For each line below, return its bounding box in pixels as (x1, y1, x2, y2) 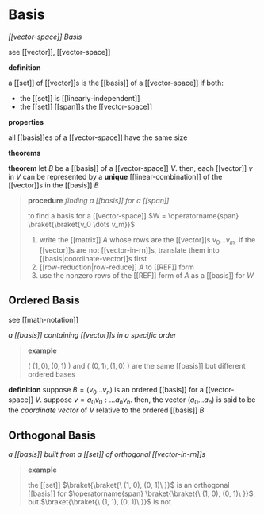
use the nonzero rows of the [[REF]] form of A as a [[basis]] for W (39, 270, 254, 280)
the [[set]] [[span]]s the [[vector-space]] (19, 102, 153, 111)
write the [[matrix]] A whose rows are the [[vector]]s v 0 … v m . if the (39, 234, 256, 246)
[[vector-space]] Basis (8, 32, 82, 41)
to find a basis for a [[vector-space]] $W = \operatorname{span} (27, 211, 239, 220)
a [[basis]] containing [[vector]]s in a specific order (8, 330, 177, 339)
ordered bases (27, 369, 76, 379)
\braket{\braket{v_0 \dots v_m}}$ (27, 219, 136, 229)
